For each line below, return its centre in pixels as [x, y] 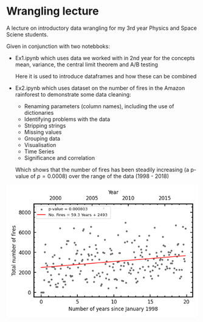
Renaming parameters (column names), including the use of [99, 106]
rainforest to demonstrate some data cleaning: [73, 94]
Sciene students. [27, 34]
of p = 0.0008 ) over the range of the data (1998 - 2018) [99, 176]
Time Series [39, 151]
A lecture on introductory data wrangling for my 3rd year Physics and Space [102, 28]
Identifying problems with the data [67, 119]
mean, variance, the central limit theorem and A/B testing [86, 64]
